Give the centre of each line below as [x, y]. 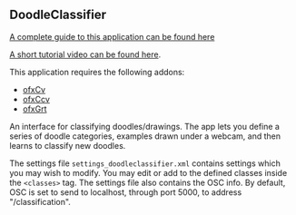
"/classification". [40, 201]
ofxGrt [35, 109]
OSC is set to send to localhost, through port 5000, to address [126, 192]
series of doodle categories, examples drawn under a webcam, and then [145, 136]
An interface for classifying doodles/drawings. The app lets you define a [144, 126]
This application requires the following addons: [97, 72]
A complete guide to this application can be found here [112, 36]
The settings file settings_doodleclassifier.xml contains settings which [145, 163]
